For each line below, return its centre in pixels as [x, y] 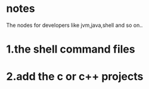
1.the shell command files [71, 49]
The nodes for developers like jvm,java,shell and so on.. [74, 25]
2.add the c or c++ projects [75, 77]
